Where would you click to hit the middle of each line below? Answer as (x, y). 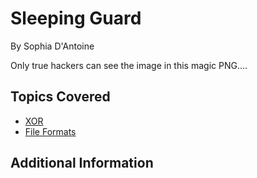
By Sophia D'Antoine (52, 46)
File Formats (50, 131)
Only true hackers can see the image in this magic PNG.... (129, 65)
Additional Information (82, 163)
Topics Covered (60, 97)
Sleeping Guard (76, 18)
